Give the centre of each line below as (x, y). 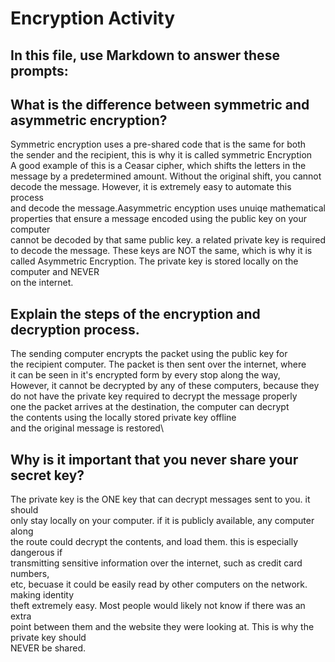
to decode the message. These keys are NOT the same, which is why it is (161, 251)
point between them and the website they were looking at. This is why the (162, 627)
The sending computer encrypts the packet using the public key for (149, 354)
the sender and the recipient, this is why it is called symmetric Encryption (161, 155)
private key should (48, 638)
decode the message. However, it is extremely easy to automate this (151, 187)
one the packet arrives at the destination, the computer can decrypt (150, 407)
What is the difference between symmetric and (160, 104)
